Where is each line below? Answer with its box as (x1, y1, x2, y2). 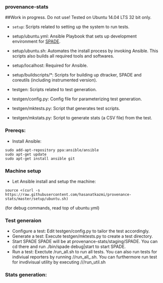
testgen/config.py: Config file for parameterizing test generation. (12, 96, 142, 102)
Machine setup (5, 167, 41, 174)
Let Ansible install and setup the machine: (12, 178, 96, 184)
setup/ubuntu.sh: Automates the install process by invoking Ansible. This (12, 48, 159, 54)
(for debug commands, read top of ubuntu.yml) (5, 205, 100, 210)
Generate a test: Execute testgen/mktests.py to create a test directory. (12, 233, 153, 239)
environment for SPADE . (12, 38, 61, 44)
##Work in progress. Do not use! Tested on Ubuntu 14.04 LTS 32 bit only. (5, 15, 152, 20)
